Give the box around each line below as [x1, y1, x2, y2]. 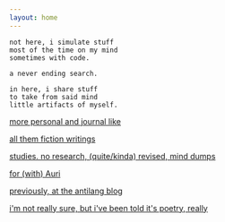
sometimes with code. [9, 53, 91, 63]
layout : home [9, 13, 58, 22]
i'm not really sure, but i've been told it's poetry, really [9, 202, 208, 213]
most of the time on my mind [9, 46, 118, 55]
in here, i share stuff [9, 84, 99, 94]
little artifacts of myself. [9, 100, 118, 109]
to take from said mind [9, 92, 99, 101]
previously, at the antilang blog [9, 185, 123, 196]
